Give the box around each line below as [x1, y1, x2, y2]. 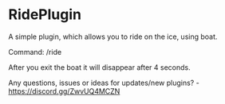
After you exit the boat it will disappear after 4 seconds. [8, 62, 191, 72]
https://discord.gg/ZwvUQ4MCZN [8, 86, 120, 96]
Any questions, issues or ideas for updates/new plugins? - [8, 78, 199, 87]
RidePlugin [8, 6, 82, 24]
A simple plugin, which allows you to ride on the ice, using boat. [8, 32, 218, 41]
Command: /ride [8, 47, 62, 56]
